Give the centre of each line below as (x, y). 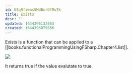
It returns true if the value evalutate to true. (49, 66)
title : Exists (20, 14)
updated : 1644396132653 (30, 23)
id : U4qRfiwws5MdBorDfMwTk (33, 10)
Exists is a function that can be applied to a (49, 42)
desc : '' (14, 19)
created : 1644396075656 (30, 28)
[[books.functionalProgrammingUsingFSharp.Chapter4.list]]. (67, 47)
